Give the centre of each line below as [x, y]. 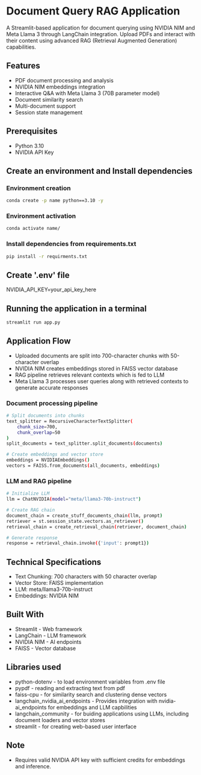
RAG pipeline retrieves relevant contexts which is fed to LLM [90, 375]
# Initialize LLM [28, 494]
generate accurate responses [51, 387]
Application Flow [39, 341]
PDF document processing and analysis [64, 80]
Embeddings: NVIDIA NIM [47, 596]
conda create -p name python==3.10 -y [55, 201]
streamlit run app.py [33, 323]
